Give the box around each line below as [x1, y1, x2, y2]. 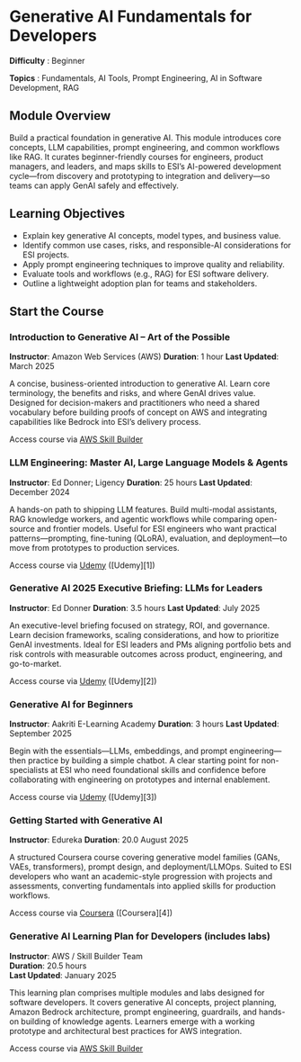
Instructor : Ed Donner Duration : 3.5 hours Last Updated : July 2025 [9, 602, 261, 613]
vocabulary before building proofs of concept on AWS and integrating [9, 407, 268, 418]
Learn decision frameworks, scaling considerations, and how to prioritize [9, 629, 279, 640]
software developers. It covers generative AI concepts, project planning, [9, 996, 277, 1007]
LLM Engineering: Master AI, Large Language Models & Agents [9, 456, 288, 469]
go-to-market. [9, 658, 62, 669]
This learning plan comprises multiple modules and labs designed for [9, 987, 265, 998]
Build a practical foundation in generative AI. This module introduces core [9, 132, 281, 143]
